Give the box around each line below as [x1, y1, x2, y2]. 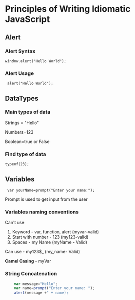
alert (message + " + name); [14, 290, 69, 295]
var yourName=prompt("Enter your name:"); [7, 188, 95, 193]
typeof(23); [5, 162, 29, 167]
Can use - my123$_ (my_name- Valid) [5, 249, 80, 255]
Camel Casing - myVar [5, 258, 51, 264]
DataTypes [5, 94, 39, 103]
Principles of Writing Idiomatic [5, 3, 131, 15]
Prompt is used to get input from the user [5, 196, 88, 202]
